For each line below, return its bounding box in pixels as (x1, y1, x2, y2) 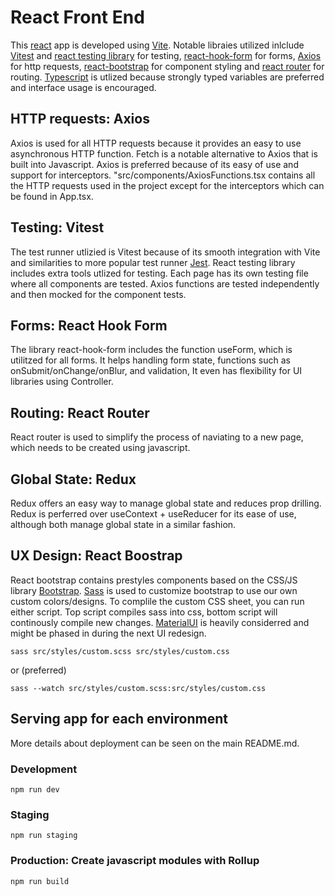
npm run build (10, 876, 70, 886)
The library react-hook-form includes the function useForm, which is (10, 344, 293, 356)
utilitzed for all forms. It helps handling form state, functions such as (10, 354, 291, 366)
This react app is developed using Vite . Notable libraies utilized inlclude (10, 39, 305, 51)
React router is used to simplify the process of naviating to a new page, (10, 431, 304, 443)
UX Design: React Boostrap (10, 547, 183, 565)
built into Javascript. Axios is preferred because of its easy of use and (10, 158, 299, 170)
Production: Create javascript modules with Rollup (10, 854, 260, 868)
